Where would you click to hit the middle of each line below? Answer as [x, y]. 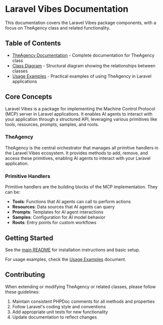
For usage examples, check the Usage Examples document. [66, 259]
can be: [13, 192]
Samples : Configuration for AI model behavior [59, 217]
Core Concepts [29, 97]
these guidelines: [23, 292]
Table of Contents [33, 44]
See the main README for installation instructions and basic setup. [73, 250]
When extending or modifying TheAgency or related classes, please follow [81, 287]
